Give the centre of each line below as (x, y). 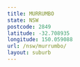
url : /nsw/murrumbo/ (37, 46)
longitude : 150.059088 (40, 40)
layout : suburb (29, 53)
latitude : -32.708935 (39, 33)
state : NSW (23, 20)
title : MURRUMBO (31, 14)
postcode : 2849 (29, 27)
